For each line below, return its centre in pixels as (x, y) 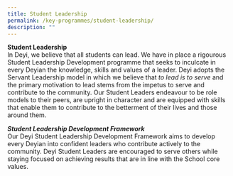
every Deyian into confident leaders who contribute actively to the (104, 144)
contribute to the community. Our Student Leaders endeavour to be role (112, 92)
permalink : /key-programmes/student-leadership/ (81, 21)
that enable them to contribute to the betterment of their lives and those (112, 108)
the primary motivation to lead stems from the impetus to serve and (106, 85)
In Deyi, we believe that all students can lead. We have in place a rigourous (117, 55)
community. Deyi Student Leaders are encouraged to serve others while (113, 152)
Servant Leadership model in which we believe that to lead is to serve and (115, 77)
